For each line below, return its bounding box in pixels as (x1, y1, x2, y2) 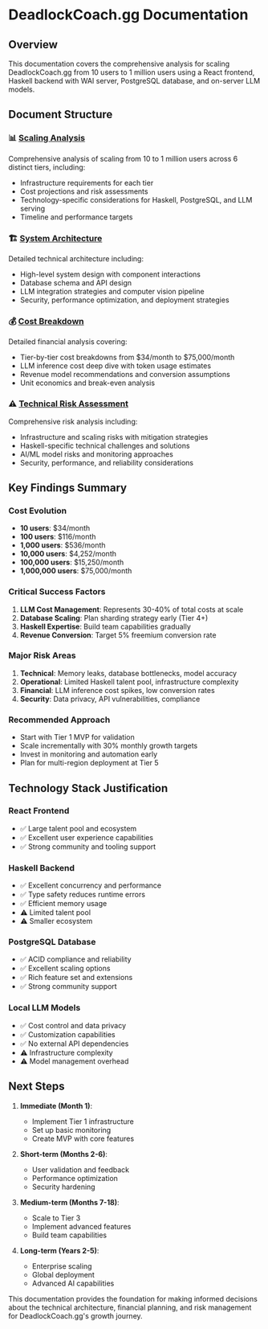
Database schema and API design (19, 277, 132, 287)
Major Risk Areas (8, 650, 76, 661)
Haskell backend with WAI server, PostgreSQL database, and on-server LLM (8, 76, 261, 85)
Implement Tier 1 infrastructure (31, 1116, 134, 1126)
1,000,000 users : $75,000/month (19, 566, 132, 576)
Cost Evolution (8, 505, 67, 516)
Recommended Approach (8, 714, 111, 725)
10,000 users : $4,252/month (19, 549, 116, 559)
